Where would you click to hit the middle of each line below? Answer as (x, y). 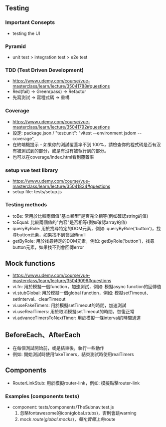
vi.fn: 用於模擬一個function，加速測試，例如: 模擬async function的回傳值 (87, 286)
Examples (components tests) (42, 396)
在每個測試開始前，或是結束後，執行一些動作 (58, 348)
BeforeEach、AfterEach (43, 335)
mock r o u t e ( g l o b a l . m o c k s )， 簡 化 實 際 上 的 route (68, 419)
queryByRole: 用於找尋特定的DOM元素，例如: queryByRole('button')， (84, 229)
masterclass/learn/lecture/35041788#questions (61, 86)
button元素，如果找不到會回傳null (51, 235)
